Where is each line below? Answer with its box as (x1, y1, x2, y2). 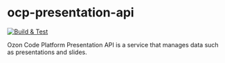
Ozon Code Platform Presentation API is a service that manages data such (7, 40, 219, 49)
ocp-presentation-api (7, 5, 134, 21)
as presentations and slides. (7, 48, 88, 56)
